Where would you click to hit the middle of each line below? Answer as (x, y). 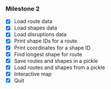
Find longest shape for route (48, 54)
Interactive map (33, 74)
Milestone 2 (22, 9)
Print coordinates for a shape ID (52, 48)
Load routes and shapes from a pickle (60, 67)
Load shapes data (36, 28)
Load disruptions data (40, 34)
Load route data (33, 22)
